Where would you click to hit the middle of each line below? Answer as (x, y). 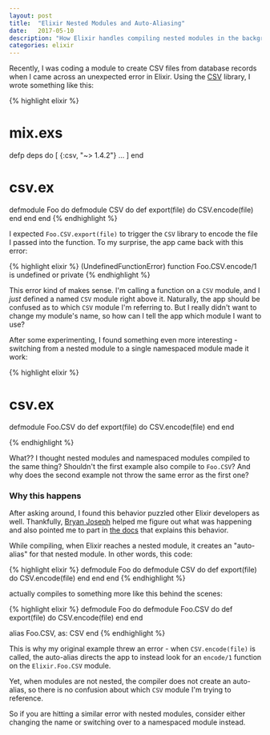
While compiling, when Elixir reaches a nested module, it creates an (121, 546)
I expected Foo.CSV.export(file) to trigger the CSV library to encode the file (134, 234)
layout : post (31, 16)
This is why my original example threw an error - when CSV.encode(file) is (132, 649)
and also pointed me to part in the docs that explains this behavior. (119, 530)
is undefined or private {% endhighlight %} (80, 275)
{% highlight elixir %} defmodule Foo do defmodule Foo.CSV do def (121, 609)
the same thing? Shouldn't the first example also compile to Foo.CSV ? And (130, 466)
